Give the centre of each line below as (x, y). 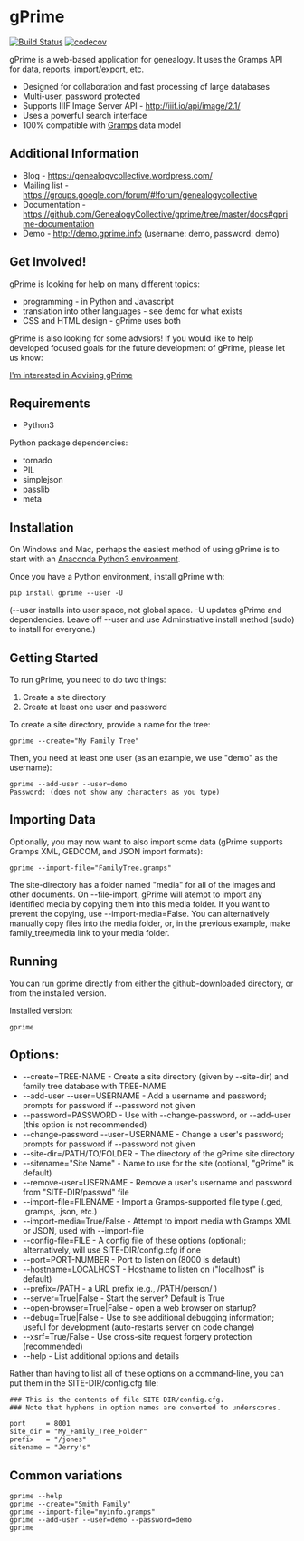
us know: (26, 357)
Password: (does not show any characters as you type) (115, 792)
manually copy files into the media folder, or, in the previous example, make (150, 923)
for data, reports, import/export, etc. (77, 69)
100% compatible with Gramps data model (102, 125)
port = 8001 (40, 1424)
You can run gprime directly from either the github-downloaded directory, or (152, 983)
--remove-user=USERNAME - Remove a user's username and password (157, 1183)
